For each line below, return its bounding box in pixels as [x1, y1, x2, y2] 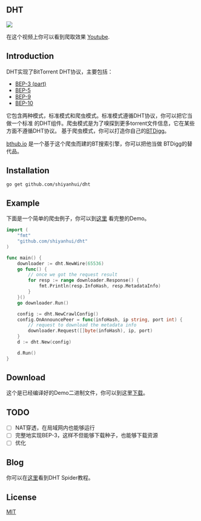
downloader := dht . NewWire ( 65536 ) [17, 260, 104, 266]
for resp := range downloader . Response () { [28, 277, 139, 284]
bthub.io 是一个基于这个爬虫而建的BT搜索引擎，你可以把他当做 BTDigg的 [6, 139, 188, 147]
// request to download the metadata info [28, 322, 137, 328]
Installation [6, 166, 50, 176]
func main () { [6, 255, 42, 261]
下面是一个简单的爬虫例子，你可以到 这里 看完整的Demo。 [6, 215, 150, 222]
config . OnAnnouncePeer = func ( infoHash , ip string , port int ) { [17, 317, 183, 323]
